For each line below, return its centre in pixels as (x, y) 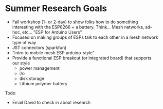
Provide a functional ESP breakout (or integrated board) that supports (82, 58)
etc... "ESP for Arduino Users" (52, 32)
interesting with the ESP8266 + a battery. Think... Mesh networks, (78, 27)
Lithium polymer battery (43, 83)
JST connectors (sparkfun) (39, 47)
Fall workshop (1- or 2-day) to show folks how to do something (75, 22)
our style (21, 63)
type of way (24, 42)
